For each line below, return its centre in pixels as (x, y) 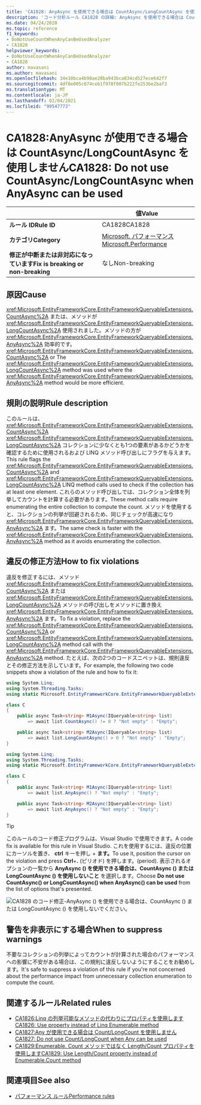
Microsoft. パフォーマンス (138, 236)
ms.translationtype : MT (36, 90)
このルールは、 (25, 419)
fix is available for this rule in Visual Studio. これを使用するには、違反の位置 (99, 846)
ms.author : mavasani (32, 73)
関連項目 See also (38, 1080)
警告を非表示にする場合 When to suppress (84, 929)
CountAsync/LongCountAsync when (100, 181)
